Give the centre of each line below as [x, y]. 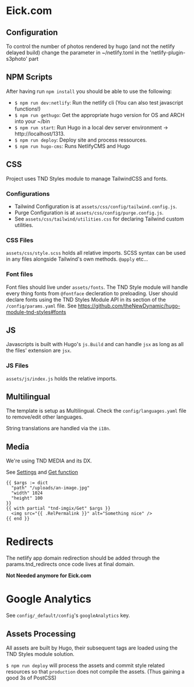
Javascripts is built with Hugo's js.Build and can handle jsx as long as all [95, 344]
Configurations [28, 194]
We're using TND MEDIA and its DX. [49, 461]
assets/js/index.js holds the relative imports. [61, 378]
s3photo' [17, 59]
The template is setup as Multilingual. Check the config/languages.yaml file [96, 411]
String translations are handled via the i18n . [58, 429]
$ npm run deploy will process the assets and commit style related [85, 665]
